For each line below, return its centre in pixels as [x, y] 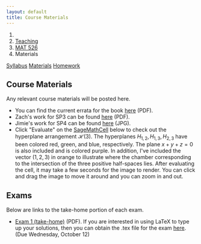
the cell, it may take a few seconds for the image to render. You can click [105, 170]
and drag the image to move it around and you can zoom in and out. [99, 177]
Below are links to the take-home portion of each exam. [75, 210]
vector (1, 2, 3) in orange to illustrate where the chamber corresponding [103, 157]
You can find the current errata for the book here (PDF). [84, 111]
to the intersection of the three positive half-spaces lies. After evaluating [104, 164]
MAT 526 [26, 47]
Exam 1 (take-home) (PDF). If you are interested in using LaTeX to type [102, 221]
